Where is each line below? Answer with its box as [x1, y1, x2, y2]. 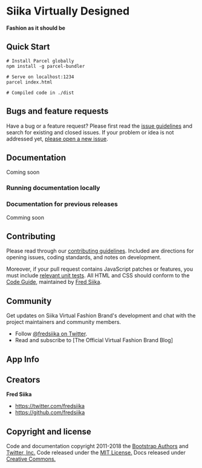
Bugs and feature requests [6, 106, 109, 116]
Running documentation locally [6, 183, 100, 192]
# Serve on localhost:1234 [6, 74, 74, 80]
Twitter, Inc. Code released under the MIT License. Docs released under [6, 449, 186, 456]
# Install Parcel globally [6, 58, 74, 64]
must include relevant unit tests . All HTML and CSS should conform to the [6, 272, 190, 279]
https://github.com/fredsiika [15, 409, 85, 416]
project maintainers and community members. [6, 318, 122, 326]
